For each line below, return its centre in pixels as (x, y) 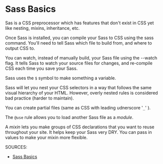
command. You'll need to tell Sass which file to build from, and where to (79, 43)
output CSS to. (20, 48)
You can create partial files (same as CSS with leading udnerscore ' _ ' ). (78, 108)
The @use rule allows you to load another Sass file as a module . (69, 117)
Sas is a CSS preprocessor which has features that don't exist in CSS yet (80, 23)
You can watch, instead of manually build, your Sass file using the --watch (81, 57)
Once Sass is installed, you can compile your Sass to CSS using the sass (80, 38)
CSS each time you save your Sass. (41, 68)
